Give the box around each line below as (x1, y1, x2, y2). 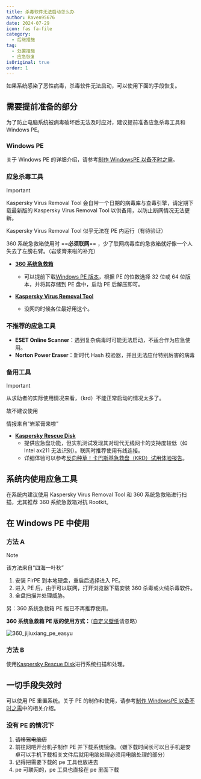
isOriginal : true (6, 59, 50, 65)
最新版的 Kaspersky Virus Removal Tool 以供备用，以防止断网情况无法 (11, 206, 185, 214)
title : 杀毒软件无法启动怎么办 (6, 8, 75, 15)
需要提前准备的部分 (6, 101, 78, 112)
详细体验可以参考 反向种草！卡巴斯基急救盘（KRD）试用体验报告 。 (23, 455, 188, 462)
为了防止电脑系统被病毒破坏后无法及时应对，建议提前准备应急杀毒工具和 (6, 119, 185, 126)
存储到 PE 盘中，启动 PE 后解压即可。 (50, 280, 144, 288)
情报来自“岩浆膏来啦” (6, 420, 59, 427)
